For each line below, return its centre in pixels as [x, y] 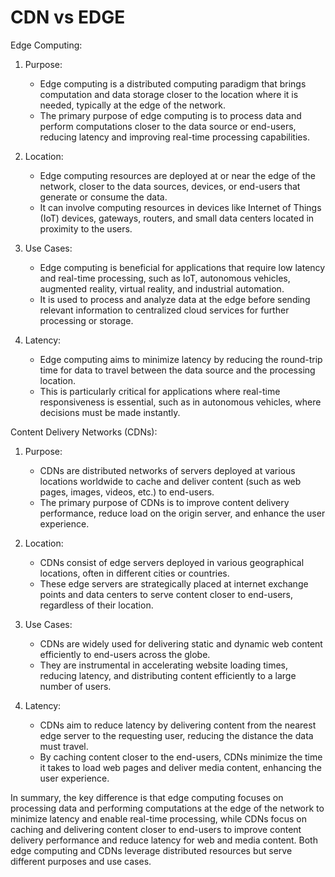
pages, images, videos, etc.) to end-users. [127, 492]
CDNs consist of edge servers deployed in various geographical [172, 562]
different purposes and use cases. [81, 861]
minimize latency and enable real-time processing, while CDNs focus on [159, 818]
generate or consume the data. [103, 197]
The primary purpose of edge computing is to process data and [170, 115]
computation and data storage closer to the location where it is [169, 94]
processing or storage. [86, 320]
